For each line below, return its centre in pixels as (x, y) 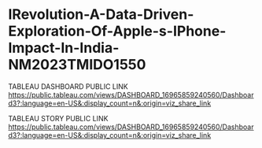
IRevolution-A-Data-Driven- (101, 15)
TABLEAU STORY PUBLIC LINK (58, 118)
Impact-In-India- (64, 48)
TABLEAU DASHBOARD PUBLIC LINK (68, 86)
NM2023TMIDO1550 (77, 65)
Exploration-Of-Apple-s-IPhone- (117, 31)
